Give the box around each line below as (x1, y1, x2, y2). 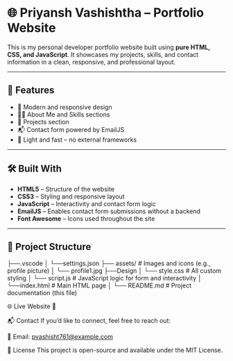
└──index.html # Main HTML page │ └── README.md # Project (7, 281, 192, 289)
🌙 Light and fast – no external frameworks (17, 135, 137, 144)
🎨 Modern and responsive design (17, 103, 112, 111)
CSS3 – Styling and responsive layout (17, 192, 125, 201)
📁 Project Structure (7, 241, 92, 253)
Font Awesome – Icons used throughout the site (17, 214, 155, 223)
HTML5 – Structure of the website (17, 185, 115, 193)
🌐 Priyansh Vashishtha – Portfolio (7, 5, 205, 21)
